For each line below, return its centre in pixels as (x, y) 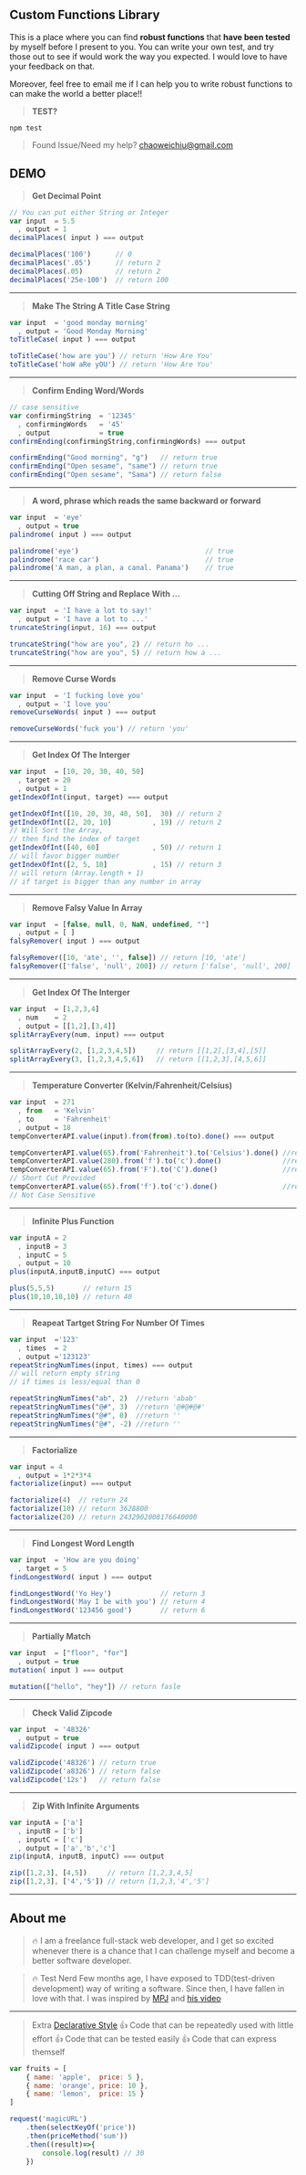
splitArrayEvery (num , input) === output (87, 1035)
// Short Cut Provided (52, 1178)
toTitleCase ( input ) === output (73, 340)
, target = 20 (44, 780)
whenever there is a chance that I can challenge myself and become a (163, 1950)
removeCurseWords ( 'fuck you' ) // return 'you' (99, 729)
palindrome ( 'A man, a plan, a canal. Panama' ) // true (122, 568)
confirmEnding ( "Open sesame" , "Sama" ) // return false (116, 475)
